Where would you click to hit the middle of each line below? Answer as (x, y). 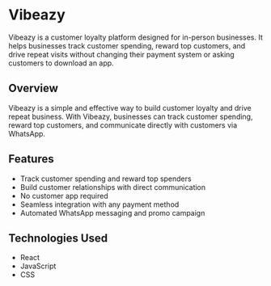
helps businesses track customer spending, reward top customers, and (127, 45)
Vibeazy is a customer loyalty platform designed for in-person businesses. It (135, 37)
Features (31, 159)
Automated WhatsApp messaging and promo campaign (112, 212)
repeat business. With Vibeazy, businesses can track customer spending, (131, 116)
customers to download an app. (61, 63)
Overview (34, 88)
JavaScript (38, 266)
